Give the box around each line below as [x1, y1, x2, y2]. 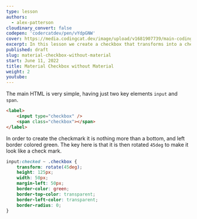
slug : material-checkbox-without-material [6, 52, 111, 58]
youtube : [6, 74, 28, 80]
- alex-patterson [11, 19, 54, 25]
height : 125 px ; [16, 170, 54, 176]
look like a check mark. [6, 147, 62, 154]
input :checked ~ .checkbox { [6, 159, 77, 164]
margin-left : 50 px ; [16, 180, 64, 187]
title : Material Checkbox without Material [6, 63, 114, 69]
